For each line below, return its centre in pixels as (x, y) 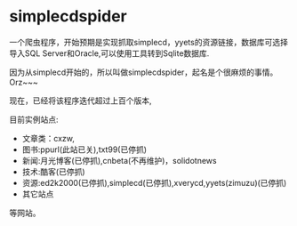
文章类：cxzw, (48, 138)
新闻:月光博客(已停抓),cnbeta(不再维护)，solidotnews (119, 160)
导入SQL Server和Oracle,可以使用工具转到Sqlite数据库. (109, 53)
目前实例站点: (34, 119)
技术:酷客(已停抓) (54, 172)
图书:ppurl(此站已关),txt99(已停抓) (84, 149)
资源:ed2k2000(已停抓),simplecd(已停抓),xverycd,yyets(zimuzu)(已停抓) (154, 182)
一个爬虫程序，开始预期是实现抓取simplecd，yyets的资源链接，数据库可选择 (149, 42)
